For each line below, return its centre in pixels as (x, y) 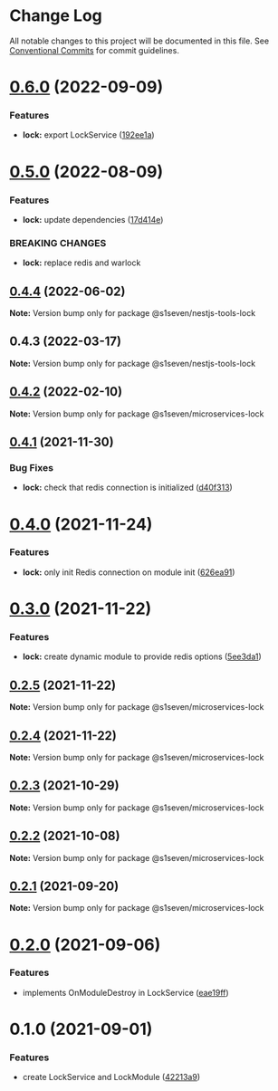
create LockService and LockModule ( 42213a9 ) (111, 1077)
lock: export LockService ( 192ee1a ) (89, 135)
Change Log (56, 16)
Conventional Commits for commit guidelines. (94, 50)
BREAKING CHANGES (58, 243)
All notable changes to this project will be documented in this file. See (139, 41)
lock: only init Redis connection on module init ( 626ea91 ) (129, 572)
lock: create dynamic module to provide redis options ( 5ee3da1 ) (142, 656)
